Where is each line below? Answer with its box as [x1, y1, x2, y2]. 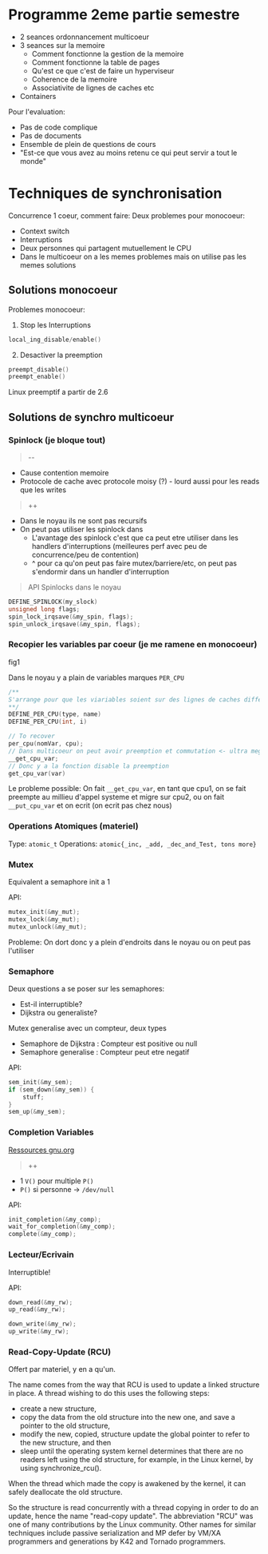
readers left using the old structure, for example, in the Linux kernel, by [19, 1455, 254, 1465]
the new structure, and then [19, 1438, 112, 1448]
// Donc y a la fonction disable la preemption [8, 761, 170, 770]
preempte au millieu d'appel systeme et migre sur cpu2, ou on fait [8, 793, 225, 802]
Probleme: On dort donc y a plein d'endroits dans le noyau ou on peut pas [8, 937, 251, 947]
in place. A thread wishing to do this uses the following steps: [8, 1389, 210, 1398]
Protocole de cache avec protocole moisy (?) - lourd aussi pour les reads [19, 477, 260, 486]
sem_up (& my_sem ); [8, 1108, 66, 1116]
